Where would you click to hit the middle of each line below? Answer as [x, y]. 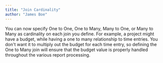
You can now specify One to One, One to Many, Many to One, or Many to [79, 28]
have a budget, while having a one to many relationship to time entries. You [81, 39]
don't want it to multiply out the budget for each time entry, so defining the [81, 44]
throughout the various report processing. [48, 55]
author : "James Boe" [26, 14]
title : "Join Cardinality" [33, 10]
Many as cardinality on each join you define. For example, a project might [80, 34]
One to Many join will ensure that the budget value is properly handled [77, 50]
